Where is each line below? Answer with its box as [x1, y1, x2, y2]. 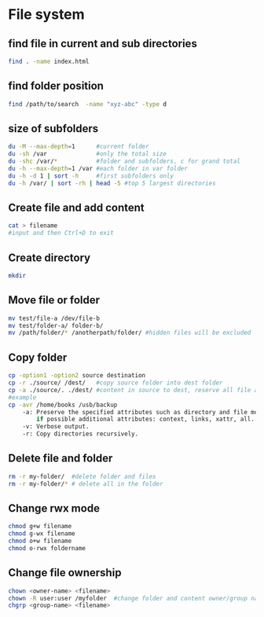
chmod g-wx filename [8, 530, 76, 538]
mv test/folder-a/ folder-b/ [8, 321, 104, 329]
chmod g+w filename [8, 523, 72, 531]
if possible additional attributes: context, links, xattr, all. [36, 415, 255, 424]
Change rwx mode [8, 501, 101, 515]
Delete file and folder [8, 452, 113, 465]
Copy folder [8, 351, 68, 364]
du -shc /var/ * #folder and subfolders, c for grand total [8, 157, 241, 166]
